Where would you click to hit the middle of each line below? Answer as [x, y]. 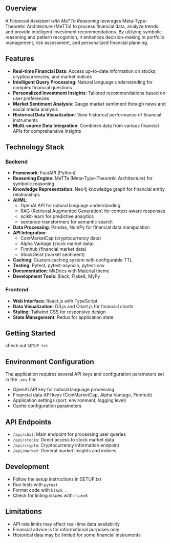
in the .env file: [21, 379]
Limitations [24, 511]
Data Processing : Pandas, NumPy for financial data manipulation [81, 227]
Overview [21, 8]
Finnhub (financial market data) [54, 249]
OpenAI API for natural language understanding [70, 206]
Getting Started [30, 333]
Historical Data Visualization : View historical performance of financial [87, 114]
